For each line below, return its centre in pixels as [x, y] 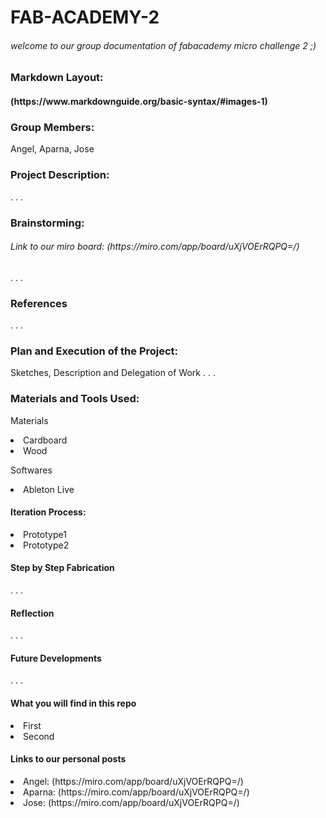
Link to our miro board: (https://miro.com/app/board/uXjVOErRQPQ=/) [155, 247]
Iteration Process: [48, 512]
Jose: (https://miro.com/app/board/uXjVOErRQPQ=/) [131, 802]
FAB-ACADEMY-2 [85, 17]
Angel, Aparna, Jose [52, 149]
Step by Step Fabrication [62, 568]
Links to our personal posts [68, 759]
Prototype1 [45, 534]
